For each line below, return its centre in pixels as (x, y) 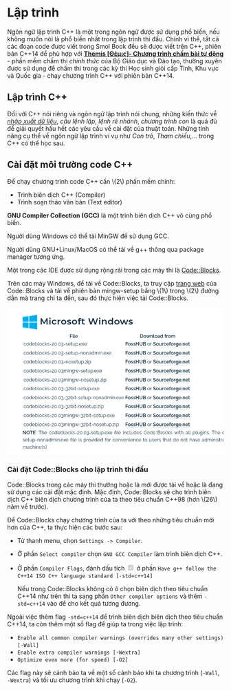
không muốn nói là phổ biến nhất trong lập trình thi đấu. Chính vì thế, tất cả (113, 39)
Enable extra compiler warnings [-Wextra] (79, 652)
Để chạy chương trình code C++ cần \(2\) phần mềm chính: (91, 181)
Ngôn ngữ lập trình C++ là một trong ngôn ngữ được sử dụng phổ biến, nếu (113, 32)
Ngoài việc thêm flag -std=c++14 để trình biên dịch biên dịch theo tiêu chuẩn (115, 617)
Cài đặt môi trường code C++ (70, 165)
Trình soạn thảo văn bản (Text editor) (69, 202)
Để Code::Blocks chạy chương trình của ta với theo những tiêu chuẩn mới (111, 520)
